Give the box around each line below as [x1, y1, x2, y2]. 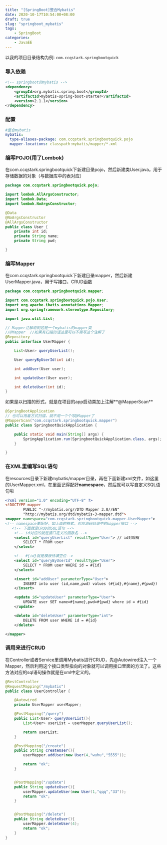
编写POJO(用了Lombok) [5, 154, 64, 161]
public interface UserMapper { [5, 339, 70, 344]
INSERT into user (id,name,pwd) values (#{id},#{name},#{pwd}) [23, 581, 157, 586]
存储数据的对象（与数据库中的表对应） [5, 173, 84, 179]
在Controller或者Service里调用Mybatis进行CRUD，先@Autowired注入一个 [5, 657, 157, 663]
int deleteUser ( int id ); [14, 384, 66, 389]
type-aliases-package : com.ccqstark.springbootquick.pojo [9, 137, 133, 142]
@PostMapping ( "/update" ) [14, 780, 66, 785]
